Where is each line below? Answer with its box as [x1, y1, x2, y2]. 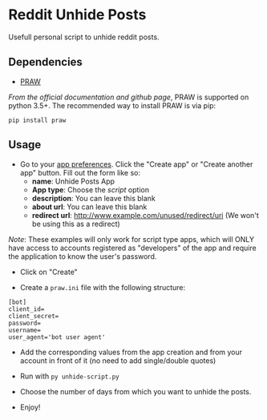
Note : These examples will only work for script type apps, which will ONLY [8, 234, 255, 244]
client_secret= [8, 312, 59, 320]
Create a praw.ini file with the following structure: [19, 282, 186, 292]
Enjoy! [19, 402, 41, 412]
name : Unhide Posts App [31, 176, 115, 186]
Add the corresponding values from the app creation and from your [19, 347, 243, 357]
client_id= [8, 305, 45, 313]
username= [8, 326, 42, 334]
